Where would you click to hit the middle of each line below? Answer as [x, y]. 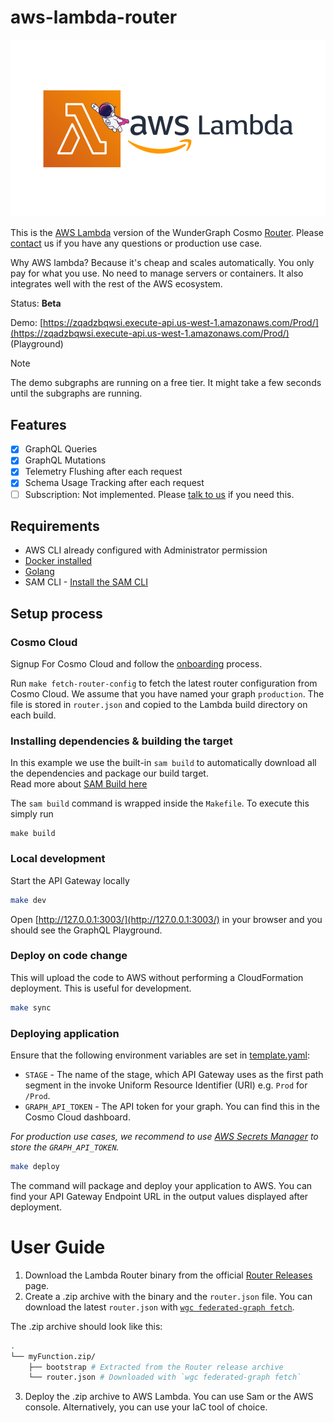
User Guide [58, 1247]
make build [33, 834]
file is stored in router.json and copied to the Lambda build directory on [159, 705]
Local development [58, 859]
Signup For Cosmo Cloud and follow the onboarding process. [136, 664]
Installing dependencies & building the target [121, 741]
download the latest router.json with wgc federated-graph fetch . [159, 1307]
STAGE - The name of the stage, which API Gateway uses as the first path [174, 1074]
